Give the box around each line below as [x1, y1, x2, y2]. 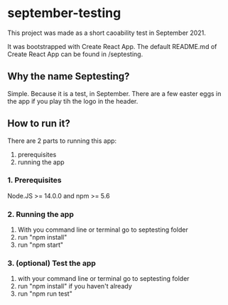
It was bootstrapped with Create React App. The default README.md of [7, 42, 217, 50]
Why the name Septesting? [7, 70, 130, 82]
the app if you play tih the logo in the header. [7, 97, 139, 105]
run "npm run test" [17, 289, 72, 298]
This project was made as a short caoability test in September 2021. [7, 28, 206, 37]
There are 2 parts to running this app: [7, 137, 117, 145]
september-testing [7, 5, 121, 21]
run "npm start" [17, 240, 64, 250]
